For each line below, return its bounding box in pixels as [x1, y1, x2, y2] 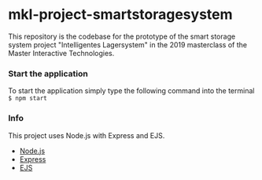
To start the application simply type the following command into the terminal [8, 86, 255, 96]
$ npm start [8, 95, 47, 103]
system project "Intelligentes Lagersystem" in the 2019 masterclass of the [8, 39, 248, 49]
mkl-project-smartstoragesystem [8, 6, 234, 24]
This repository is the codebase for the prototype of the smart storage [8, 32, 236, 41]
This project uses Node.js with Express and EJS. [8, 130, 165, 140]
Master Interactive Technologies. [8, 48, 115, 58]
